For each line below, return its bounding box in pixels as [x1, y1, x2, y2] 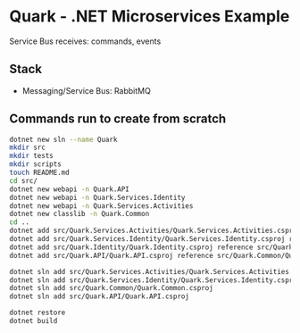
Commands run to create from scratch [9, 112, 227, 127]
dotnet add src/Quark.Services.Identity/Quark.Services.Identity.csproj [9, 235, 286, 244]
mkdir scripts [9, 160, 62, 169]
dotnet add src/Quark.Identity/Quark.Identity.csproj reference [9, 243, 254, 252]
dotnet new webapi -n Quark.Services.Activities [9, 201, 194, 211]
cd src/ [9, 176, 38, 185]
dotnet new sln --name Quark [9, 135, 118, 144]
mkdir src [9, 143, 46, 153]
